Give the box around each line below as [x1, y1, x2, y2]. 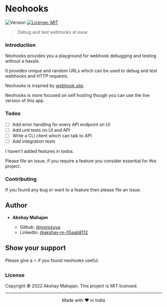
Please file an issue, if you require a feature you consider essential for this [5, 158, 157, 164]
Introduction [5, 41, 36, 48]
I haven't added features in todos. [5, 148, 75, 154]
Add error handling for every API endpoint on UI [12, 121, 110, 127]
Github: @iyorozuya [19, 224, 61, 230]
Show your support [5, 244, 66, 252]
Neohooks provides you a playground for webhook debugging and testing [5, 53, 157, 59]
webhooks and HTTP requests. [5, 73, 69, 79]
